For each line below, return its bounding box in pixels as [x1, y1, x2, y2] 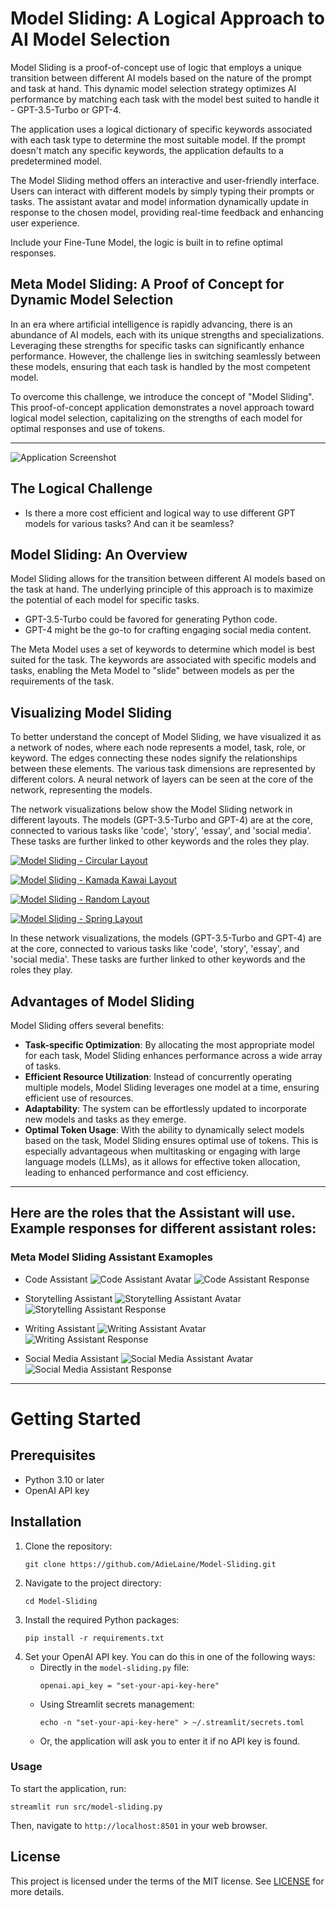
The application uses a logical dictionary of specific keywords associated [10, 123, 313, 135]
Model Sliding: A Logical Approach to [10, 7, 326, 30]
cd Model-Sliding [24, 1596, 98, 1606]
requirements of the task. [10, 675, 115, 687]
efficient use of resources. [24, 1092, 134, 1104]
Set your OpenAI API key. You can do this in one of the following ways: [24, 1650, 316, 1662]
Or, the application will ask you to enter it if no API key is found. [39, 1735, 301, 1747]
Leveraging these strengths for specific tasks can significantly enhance [10, 339, 305, 351]
